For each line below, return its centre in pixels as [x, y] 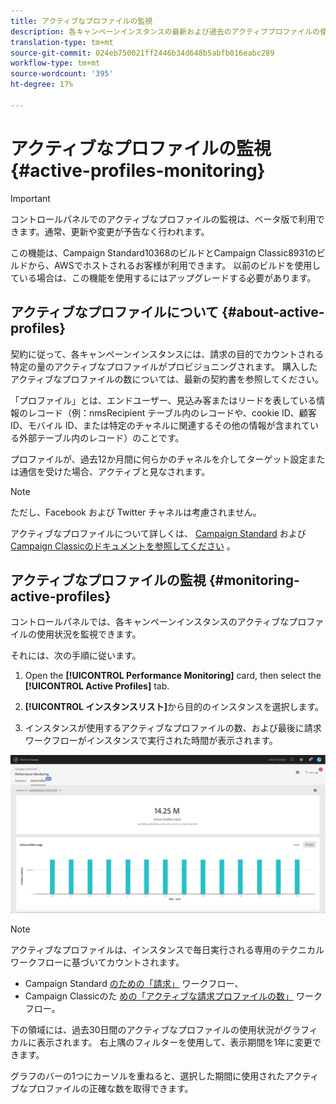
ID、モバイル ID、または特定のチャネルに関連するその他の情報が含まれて [160, 425]
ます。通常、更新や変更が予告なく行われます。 [114, 231]
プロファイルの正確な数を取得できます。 [110, 1089]
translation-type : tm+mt [62, 42]
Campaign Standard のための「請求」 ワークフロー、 [134, 984]
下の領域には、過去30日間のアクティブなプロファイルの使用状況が [146, 1030]
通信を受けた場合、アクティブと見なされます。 [114, 471]
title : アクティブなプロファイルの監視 [81, 21]
